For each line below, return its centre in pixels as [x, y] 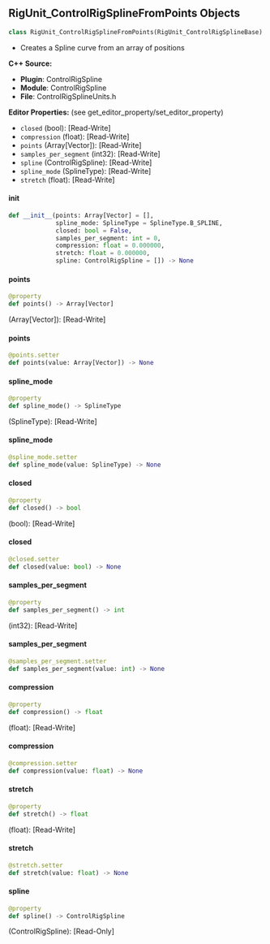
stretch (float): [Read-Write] [67, 180]
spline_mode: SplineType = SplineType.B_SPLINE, [139, 223]
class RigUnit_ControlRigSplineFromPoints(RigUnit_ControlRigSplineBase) [136, 32]
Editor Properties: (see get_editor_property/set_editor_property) [116, 112]
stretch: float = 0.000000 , [103, 253]
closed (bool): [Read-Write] [65, 128]
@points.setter [34, 355]
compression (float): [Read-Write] [75, 136]
